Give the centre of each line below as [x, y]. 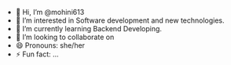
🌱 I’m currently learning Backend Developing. [89, 29]
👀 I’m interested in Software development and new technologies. [120, 20]
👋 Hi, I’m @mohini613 [50, 12]
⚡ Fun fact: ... [37, 54]
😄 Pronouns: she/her [50, 45]
